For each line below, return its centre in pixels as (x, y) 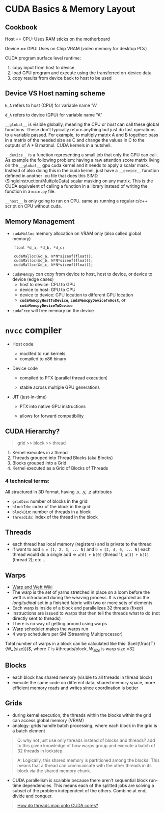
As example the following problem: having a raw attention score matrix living (82, 160)
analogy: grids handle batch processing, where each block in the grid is (84, 726)
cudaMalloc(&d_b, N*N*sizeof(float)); (54, 261)
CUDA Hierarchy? (32, 431)
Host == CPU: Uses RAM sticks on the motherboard (57, 39)
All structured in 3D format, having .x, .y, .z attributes (58, 492)
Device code (25, 368)
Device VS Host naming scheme (55, 94)
